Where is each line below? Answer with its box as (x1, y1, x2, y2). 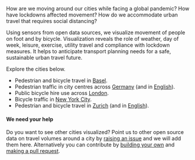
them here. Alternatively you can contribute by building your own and (6, 141, 175, 148)
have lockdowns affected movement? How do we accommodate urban (6, 11, 178, 18)
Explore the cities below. (6, 66, 66, 73)
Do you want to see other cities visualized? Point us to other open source (6, 129, 184, 136)
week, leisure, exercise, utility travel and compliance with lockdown (6, 41, 170, 48)
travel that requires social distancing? (6, 18, 97, 24)
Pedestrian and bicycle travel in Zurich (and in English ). (14, 102, 149, 109)
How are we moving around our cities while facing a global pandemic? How (6, 5, 190, 12)
